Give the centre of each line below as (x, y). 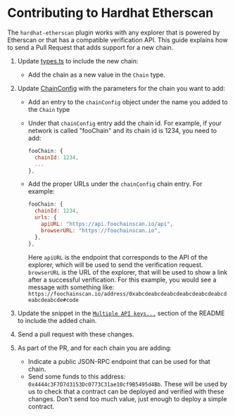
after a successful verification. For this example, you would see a (122, 279)
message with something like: (71, 287)
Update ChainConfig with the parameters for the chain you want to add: (121, 88)
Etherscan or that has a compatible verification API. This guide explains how (118, 39)
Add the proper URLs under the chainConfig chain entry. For (115, 184)
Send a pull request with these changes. (76, 334)
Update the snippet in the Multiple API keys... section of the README (121, 313)
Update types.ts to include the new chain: (78, 61)
